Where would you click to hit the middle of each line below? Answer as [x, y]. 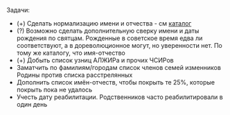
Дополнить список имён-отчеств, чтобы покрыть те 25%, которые [116, 82]
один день [32, 104]
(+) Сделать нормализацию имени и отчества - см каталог [104, 23]
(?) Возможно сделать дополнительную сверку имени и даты [108, 31]
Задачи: [18, 10]
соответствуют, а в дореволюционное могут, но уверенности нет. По [119, 45]
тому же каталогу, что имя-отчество [71, 53]
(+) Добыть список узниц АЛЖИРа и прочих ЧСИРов [95, 60]
